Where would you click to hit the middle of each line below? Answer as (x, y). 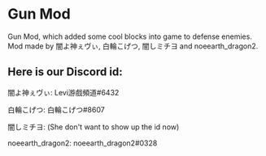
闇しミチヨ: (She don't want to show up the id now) (94, 127)
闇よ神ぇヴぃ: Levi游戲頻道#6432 (63, 92)
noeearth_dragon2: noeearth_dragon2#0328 (83, 143)
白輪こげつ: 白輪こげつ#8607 (56, 109)
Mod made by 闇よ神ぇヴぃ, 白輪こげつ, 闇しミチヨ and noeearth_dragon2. (133, 46)
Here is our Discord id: (65, 72)
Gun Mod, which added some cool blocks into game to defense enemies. (130, 36)
